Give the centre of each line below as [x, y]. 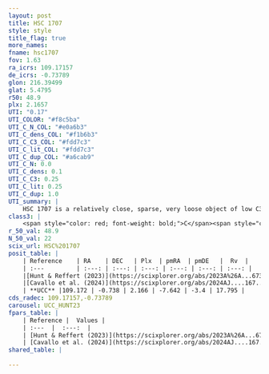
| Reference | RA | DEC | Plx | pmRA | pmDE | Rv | [136, 261]
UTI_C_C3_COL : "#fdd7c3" [50, 142]
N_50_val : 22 [30, 239]
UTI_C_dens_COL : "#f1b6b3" [53, 134]
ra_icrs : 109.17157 [41, 68]
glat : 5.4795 [30, 90]
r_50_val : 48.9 [34, 231]
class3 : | [25, 217]
